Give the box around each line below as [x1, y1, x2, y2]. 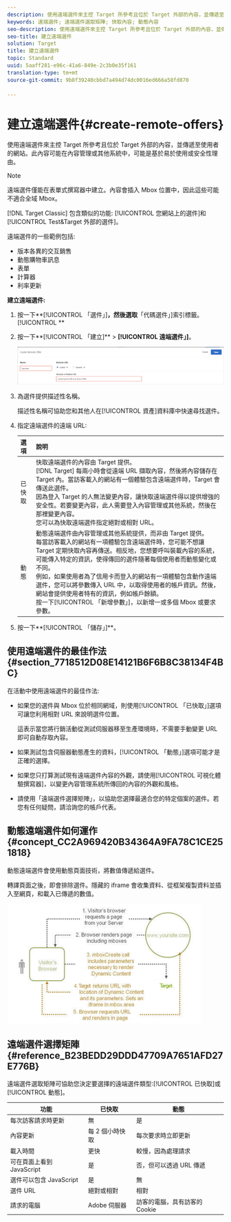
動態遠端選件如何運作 [7, 825, 98, 837]
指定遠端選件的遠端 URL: [16, 421, 87, 430]
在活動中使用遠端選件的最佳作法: [7, 686, 100, 695]
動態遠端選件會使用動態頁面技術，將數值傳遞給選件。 [7, 866, 158, 875]
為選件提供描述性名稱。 [16, 392, 84, 400]
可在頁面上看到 [10, 1157, 53, 1165]
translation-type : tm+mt [7, 69, 78, 76]
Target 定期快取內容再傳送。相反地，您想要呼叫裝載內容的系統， [35, 547, 219, 555]
